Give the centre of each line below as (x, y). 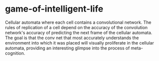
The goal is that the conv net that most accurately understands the (72, 38)
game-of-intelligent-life (54, 9)
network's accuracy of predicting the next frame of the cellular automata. (79, 32)
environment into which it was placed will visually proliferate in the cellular (79, 43)
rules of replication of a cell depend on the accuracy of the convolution (76, 27)
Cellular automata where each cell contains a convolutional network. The (78, 22)
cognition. (15, 53)
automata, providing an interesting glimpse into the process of (68, 48)
